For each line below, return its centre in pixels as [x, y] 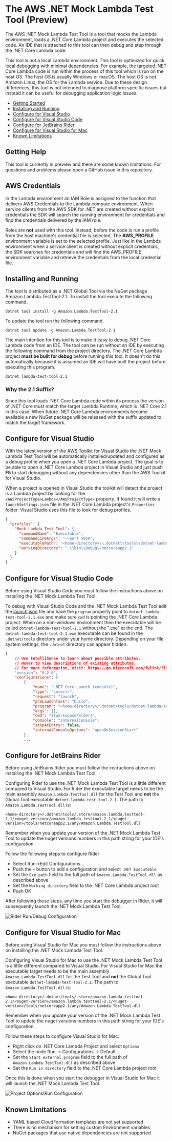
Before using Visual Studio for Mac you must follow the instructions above [83, 945]
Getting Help [26, 152]
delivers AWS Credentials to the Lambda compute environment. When [79, 204]
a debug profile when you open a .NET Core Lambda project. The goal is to [84, 462]
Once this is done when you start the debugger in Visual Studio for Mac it [83, 1078]
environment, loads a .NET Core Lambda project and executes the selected [84, 40]
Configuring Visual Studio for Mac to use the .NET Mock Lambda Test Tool [84, 960]
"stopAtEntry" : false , [57, 725]
